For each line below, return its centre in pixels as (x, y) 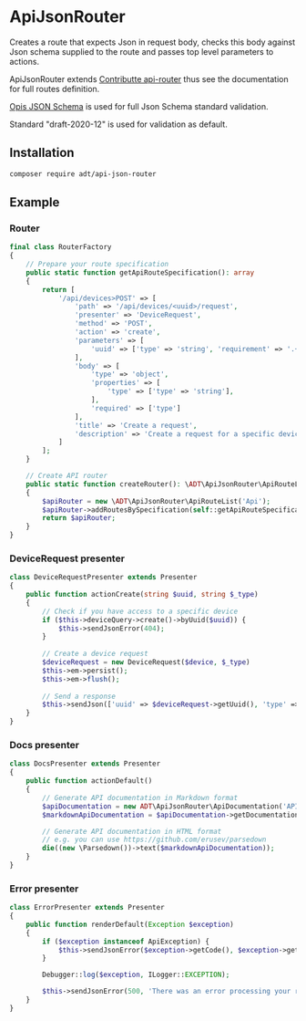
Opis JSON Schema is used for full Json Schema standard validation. (139, 106)
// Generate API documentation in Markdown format (140, 797)
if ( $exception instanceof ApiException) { (126, 942)
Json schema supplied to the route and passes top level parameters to (142, 51)
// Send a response (79, 696)
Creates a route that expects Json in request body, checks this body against (153, 42)
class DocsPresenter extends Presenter (85, 764)
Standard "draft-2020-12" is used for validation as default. (118, 124)
